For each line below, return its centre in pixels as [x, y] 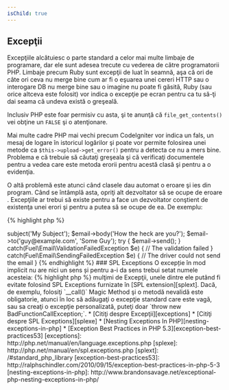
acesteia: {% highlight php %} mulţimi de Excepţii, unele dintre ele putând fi [114, 277]
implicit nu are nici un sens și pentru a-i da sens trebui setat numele [103, 270]
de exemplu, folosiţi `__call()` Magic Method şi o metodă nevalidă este [105, 292]
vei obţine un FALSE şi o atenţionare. [58, 122]
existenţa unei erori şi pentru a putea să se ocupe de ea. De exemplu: [105, 207]
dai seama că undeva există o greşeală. [63, 102]
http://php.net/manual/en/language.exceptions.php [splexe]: [93, 343]
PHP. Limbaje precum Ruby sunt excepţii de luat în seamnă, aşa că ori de [110, 72]
